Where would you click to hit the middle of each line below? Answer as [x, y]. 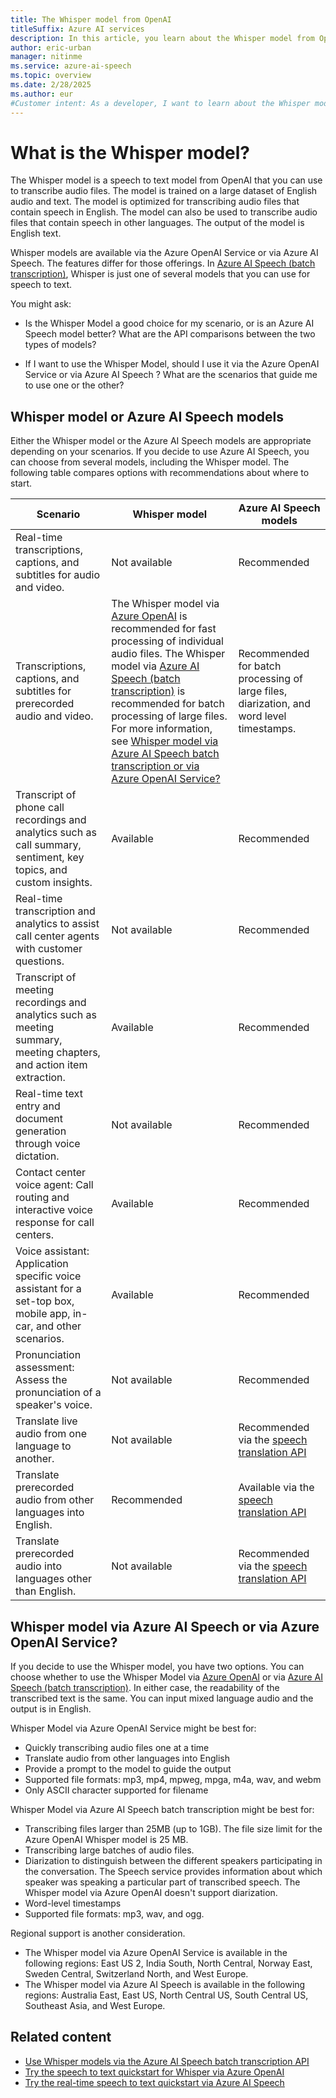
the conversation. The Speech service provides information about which [173, 1872]
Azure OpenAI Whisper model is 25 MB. [106, 1840]
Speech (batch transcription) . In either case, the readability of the [145, 1688]
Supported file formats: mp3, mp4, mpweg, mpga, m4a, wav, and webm [173, 1780]
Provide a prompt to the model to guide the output [128, 1769]
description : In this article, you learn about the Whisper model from [162, 38]
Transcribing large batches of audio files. [109, 1850]
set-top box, [45, 1301]
